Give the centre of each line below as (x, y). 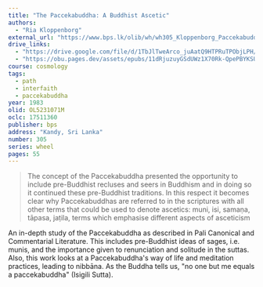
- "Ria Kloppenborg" (49, 30)
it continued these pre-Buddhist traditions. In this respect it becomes (138, 193)
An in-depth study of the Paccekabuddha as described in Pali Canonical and (131, 233)
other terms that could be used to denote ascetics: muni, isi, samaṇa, (139, 209)
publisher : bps (33, 125)
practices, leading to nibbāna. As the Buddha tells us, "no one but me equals (131, 267)
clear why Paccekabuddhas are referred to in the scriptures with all (135, 202)
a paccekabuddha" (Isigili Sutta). (61, 274)
